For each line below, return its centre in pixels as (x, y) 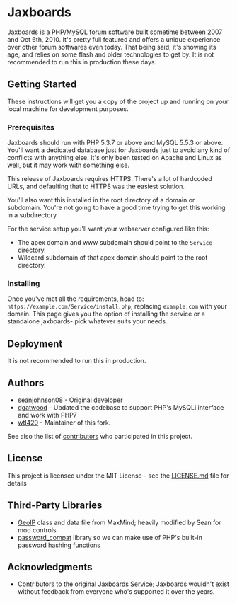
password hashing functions (59, 545)
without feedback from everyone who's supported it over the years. (116, 592)
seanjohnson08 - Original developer (70, 400)
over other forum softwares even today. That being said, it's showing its (112, 47)
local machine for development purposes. (68, 109)
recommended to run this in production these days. (82, 62)
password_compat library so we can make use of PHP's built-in (110, 537)
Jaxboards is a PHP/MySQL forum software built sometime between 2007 (115, 32)
